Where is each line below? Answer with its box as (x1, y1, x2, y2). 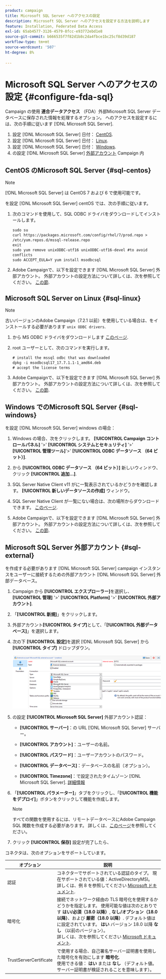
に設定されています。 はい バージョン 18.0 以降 (56, 921, 153, 927)
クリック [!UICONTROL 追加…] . (12, 471, 77, 477)
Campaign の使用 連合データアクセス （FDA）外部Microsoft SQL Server (5, 108, 151, 114)
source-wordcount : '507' (5, 45, 56, 50)
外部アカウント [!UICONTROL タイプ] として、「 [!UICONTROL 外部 (12, 622, 145, 628)
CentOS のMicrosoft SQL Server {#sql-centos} (5, 166, 152, 174)
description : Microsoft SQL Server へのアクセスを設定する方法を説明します (5, 18, 150, 23)
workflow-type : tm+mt (5, 40, 50, 45)
